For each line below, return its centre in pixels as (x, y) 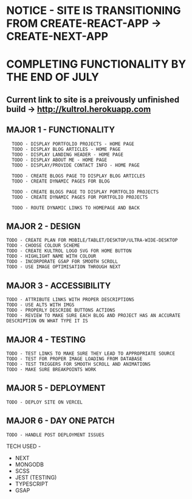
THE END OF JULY (53, 77)
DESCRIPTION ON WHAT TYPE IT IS (47, 321)
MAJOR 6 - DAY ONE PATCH (60, 421)
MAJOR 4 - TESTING (46, 339)
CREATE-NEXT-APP (57, 37)
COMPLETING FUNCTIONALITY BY (96, 64)
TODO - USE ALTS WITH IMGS (40, 305)
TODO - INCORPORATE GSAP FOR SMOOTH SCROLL (62, 262)
